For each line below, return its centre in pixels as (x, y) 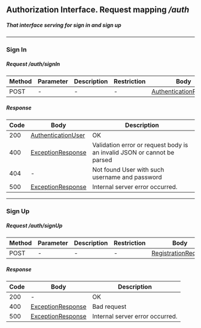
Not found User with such (128, 170)
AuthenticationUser (58, 135)
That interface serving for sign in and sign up (64, 25)
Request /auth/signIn (33, 64)
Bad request (109, 306)
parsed (102, 160)
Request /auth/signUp (34, 225)
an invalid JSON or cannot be (133, 153)
